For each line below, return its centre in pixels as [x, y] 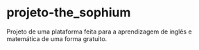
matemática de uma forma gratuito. [57, 38]
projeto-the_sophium [69, 13]
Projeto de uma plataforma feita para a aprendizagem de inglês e [99, 32]
